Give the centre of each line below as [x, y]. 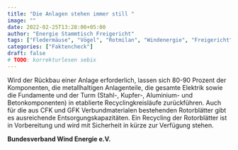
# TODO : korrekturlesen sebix [52, 60]
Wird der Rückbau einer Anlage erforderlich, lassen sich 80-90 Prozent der [117, 80]
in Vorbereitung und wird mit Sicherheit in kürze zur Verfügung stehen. [110, 125]
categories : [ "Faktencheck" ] [50, 47]
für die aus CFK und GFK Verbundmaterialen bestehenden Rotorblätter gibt [117, 110]
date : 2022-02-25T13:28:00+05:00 [57, 27]
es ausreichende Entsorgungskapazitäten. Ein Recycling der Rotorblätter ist [117, 117]
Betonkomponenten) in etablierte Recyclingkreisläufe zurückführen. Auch [114, 103]
